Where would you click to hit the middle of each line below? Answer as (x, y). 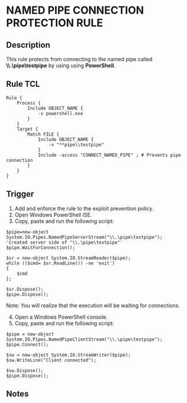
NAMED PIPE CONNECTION (75, 10)
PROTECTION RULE (55, 23)
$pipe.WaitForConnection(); (41, 247)
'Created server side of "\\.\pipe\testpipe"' (65, 242)
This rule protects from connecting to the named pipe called (79, 59)
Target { (28, 129)
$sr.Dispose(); (25, 289)
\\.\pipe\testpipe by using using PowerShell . (61, 65)
